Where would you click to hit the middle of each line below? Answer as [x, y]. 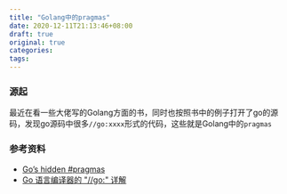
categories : [31, 51]
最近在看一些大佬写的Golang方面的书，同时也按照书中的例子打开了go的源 [143, 113]
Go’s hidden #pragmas [64, 169]
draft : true [31, 34]
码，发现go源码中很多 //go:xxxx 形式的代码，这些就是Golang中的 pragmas [141, 124]
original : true [37, 42]
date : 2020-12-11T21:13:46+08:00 [71, 26]
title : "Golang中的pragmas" [60, 17]
